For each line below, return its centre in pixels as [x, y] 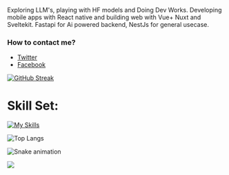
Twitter [27, 57]
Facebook [31, 65]
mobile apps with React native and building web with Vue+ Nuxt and [104, 17]
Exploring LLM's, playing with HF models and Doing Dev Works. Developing [114, 10]
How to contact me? [41, 42]
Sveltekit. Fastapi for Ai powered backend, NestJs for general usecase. [108, 24]
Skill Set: [33, 106]
